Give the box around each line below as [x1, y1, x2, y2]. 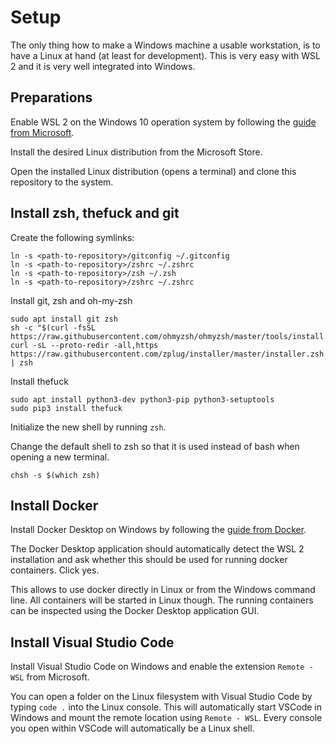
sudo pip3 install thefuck [10, 403, 123, 413]
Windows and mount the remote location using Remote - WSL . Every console [10, 712, 323, 724]
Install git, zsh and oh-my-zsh [10, 294, 133, 306]
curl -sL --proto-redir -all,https [10, 340, 159, 350]
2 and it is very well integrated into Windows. [10, 60, 196, 72]
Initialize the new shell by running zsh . [10, 421, 167, 433]
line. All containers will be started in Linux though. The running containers [10, 594, 314, 606]
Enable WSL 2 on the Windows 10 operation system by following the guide [10, 116, 317, 128]
